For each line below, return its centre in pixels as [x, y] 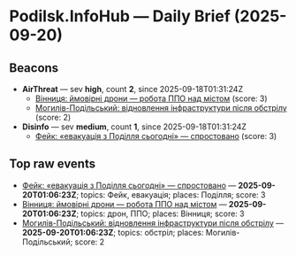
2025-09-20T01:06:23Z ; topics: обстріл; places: [113, 232]
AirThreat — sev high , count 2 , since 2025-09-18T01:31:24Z [133, 89]
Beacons [34, 68]
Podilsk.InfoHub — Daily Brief [120, 16]
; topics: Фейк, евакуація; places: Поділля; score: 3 [171, 194]
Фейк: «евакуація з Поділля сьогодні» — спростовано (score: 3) [156, 136]
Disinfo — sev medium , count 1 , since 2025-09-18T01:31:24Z [134, 127]
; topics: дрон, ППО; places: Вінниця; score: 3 [160, 213]
